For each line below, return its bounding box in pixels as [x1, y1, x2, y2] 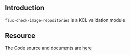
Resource [5, 32, 36, 40]
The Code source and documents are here [5, 45, 92, 51]
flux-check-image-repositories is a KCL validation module [5, 17, 125, 23]
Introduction [5, 4, 45, 12]
